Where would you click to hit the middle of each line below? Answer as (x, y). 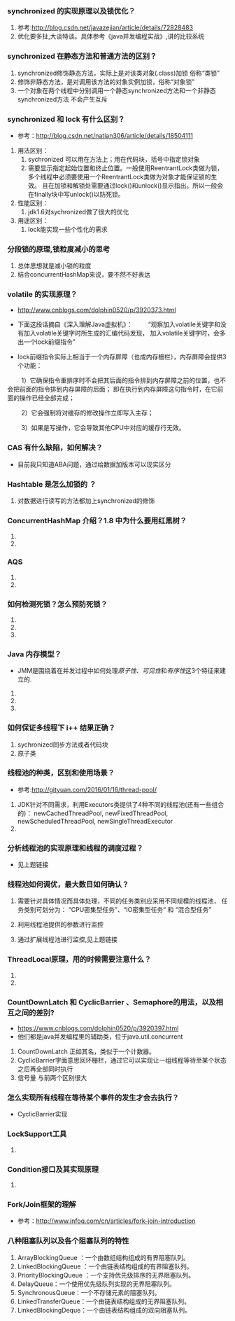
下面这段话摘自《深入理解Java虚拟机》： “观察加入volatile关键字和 (119, 324)
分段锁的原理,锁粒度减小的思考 (59, 249)
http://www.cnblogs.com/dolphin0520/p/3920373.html (97, 310)
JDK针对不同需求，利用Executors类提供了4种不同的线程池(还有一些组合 (121, 804)
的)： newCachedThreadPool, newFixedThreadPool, (93, 813)
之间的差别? (34, 1012)
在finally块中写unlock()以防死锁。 (76, 194)
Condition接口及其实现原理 (53, 1169)
